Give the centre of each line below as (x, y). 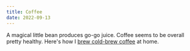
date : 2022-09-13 (28, 18)
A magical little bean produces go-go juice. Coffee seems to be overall (96, 35)
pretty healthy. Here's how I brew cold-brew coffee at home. (83, 41)
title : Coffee (25, 12)
